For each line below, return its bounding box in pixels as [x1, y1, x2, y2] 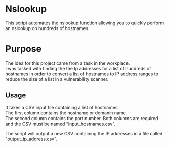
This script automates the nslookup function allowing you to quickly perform [5, 20, 164, 26]
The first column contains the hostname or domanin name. [5, 110, 128, 116]
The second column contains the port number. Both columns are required [5, 115, 158, 121]
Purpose [5, 43, 42, 55]
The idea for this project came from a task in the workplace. [5, 60, 130, 66]
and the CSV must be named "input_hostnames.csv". [5, 121, 116, 127]
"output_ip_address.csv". [5, 136, 57, 142]
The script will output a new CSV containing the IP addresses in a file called [5, 130, 163, 136]
